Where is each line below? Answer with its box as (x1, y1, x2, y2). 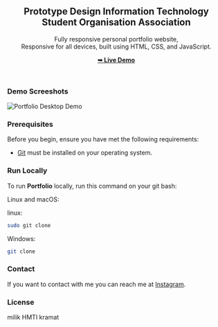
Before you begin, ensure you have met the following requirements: (7, 135, 199, 143)
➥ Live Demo (97, 55, 136, 64)
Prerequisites (7, 120, 53, 130)
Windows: (7, 234, 36, 242)
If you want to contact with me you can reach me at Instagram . (7, 280, 186, 288)
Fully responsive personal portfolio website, (54, 35, 179, 43)
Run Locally (7, 166, 48, 175)
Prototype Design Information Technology (24, 6, 209, 17)
